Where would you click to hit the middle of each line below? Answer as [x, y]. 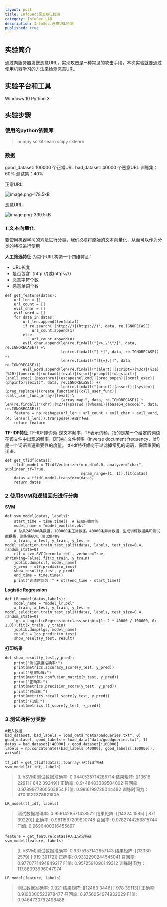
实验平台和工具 [28, 86]
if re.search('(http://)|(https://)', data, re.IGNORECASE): [88, 326]
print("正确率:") [31, 682]
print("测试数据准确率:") [38, 663]
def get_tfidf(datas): [29, 461]
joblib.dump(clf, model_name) [45, 563]
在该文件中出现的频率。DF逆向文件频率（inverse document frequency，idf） [83, 439]
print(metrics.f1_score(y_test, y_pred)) [57, 706]
